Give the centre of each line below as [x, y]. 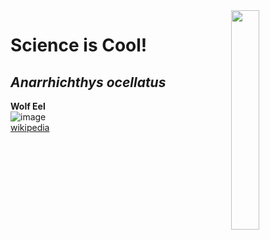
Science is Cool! [79, 45]
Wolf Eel [28, 106]
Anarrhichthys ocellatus [88, 82]
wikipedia [30, 127]
